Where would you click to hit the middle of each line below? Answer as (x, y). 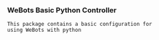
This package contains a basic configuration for (80, 24)
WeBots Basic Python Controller (62, 10)
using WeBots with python (44, 30)
